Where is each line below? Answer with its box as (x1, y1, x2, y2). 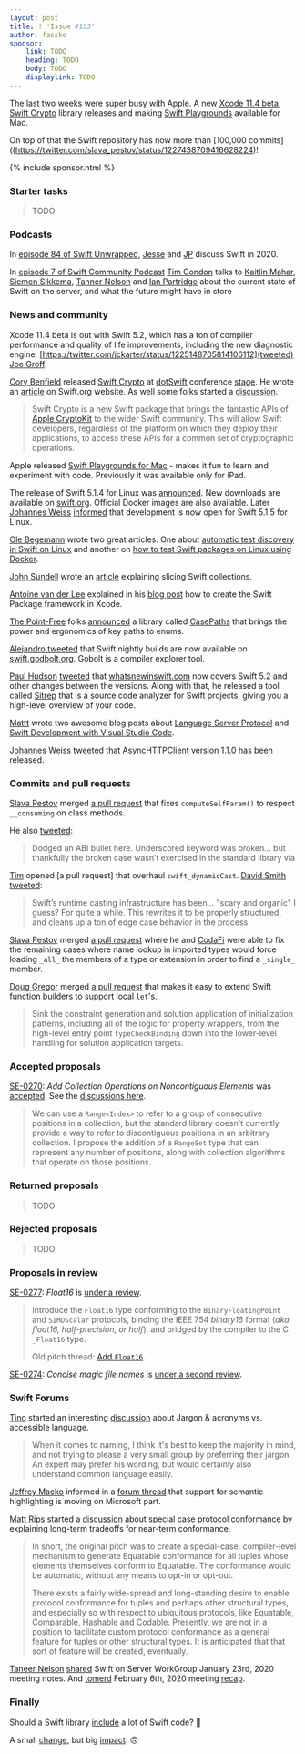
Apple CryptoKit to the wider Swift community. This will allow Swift (31, 413, 282, 424)
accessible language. (9, 1422, 89, 1433)
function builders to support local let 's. (9, 990, 158, 1001)
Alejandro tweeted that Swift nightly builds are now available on (9, 643, 248, 654)
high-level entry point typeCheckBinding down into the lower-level (31, 1027, 278, 1039)
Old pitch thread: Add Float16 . (31, 1351, 146, 1362)
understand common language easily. (31, 1469, 174, 1480)
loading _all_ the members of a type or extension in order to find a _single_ (9, 953, 296, 964)
